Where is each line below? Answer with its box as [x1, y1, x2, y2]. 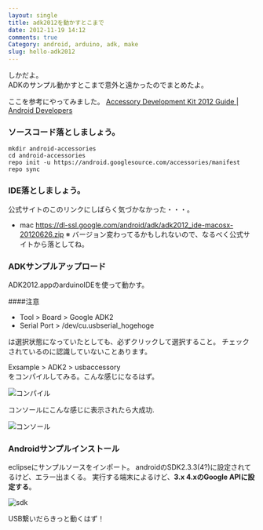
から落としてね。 [33, 239, 89, 249]
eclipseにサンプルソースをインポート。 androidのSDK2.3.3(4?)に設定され [8, 463, 245, 472]
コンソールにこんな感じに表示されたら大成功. [8, 405, 155, 414]
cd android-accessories [8, 152, 86, 160]
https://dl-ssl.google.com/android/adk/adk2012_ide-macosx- [35, 220, 234, 230]
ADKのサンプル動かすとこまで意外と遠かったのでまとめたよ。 [8, 80, 208, 89]
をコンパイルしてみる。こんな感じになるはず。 [8, 372, 159, 381]
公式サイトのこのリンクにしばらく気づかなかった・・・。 [8, 205, 194, 214]
